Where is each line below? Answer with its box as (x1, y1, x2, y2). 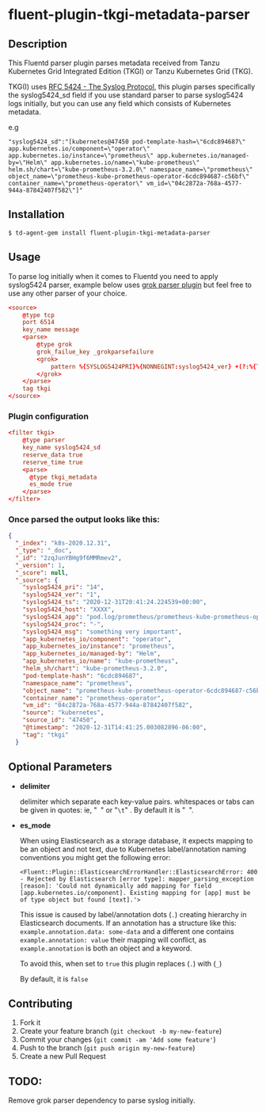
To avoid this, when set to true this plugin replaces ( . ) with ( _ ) (19, 958, 222, 968)
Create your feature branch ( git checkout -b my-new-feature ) (19, 1027, 222, 1036)
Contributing (8, 996, 73, 1010)
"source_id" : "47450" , (22, 716, 97, 725)
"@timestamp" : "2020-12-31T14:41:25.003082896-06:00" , (22, 724, 207, 732)
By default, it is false (19, 973, 89, 984)
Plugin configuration (8, 411, 89, 422)
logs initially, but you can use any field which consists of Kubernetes (8, 99, 231, 108)
